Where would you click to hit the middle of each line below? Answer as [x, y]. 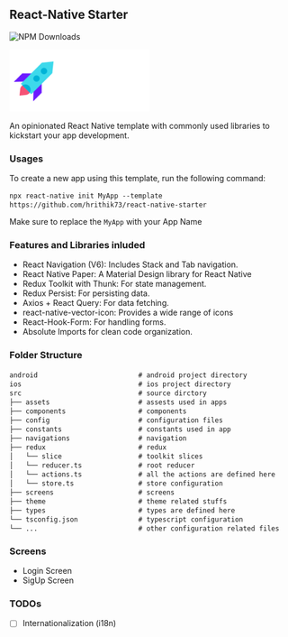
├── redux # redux [88, 447]
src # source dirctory [108, 393]
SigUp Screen [48, 580]
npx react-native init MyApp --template [86, 196]
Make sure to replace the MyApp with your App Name [106, 222]
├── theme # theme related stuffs [118, 501]
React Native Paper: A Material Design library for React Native [137, 274]
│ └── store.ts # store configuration [116, 483]
